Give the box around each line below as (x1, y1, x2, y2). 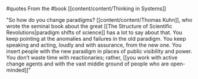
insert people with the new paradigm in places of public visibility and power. (6, 48, 193, 55)
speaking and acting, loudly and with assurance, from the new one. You (6, 41, 182, 48)
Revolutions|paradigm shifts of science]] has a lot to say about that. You (6, 29, 183, 36)
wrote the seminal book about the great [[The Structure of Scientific (6, 23, 172, 29)
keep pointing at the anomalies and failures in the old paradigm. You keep (6, 35, 186, 42)
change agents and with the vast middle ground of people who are (6, 60, 169, 67)
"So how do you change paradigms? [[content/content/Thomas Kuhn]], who (6, 17, 193, 23)
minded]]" (6, 67, 31, 73)
